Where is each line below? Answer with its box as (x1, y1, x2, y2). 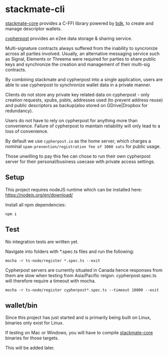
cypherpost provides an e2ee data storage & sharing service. (5, 35, 133, 41)
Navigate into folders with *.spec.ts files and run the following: (5, 248, 135, 255)
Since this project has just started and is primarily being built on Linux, (5, 315, 151, 321)
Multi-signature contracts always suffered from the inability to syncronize (5, 45, 158, 51)
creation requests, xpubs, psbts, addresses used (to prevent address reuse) (5, 97, 163, 103)
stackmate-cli (5, 4, 65, 15)
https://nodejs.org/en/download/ (5, 192, 73, 198)
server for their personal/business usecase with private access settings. (5, 158, 155, 165)
